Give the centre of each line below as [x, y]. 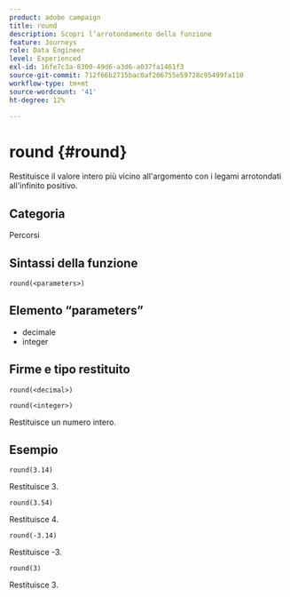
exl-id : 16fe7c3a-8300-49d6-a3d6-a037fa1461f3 [97, 68]
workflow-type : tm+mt [49, 84]
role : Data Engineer [47, 51]
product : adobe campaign [55, 17]
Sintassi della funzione [74, 263]
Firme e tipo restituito [70, 370]
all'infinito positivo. [43, 186]
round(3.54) [31, 503]
